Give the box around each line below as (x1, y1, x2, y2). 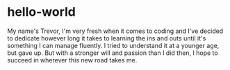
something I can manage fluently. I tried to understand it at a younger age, (7, 41, 220, 49)
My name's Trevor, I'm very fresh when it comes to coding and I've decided (7, 27, 224, 35)
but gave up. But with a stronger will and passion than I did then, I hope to (7, 49, 218, 57)
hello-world (7, 4, 76, 20)
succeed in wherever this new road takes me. (7, 56, 138, 64)
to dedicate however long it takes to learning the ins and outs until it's (7, 34, 206, 42)
